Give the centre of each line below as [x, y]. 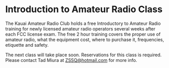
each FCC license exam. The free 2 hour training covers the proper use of [83, 34]
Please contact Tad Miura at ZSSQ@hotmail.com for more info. [71, 60]
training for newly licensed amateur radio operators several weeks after [80, 28]
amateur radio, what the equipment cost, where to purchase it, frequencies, [85, 40]
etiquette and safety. [27, 45]
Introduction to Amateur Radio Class [84, 9]
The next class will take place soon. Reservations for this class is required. [83, 55]
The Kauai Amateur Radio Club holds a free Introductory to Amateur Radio [83, 23]
